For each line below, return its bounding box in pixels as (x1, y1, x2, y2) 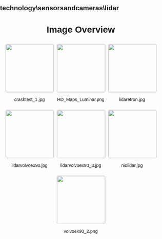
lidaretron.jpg (118, 97, 146, 102)
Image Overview (46, 24, 115, 35)
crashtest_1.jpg (14, 97, 45, 102)
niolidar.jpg (121, 163, 143, 168)
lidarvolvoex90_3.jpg (60, 163, 102, 168)
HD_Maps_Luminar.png (57, 97, 105, 102)
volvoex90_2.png (64, 228, 98, 234)
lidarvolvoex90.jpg (11, 163, 48, 168)
